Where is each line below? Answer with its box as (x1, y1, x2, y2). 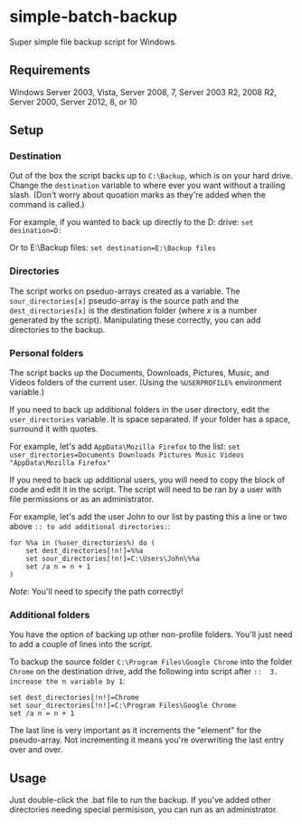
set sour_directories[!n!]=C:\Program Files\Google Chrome (9, 701, 237, 711)
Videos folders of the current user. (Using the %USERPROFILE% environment (9, 377, 282, 388)
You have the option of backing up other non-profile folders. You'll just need (9, 629, 293, 640)
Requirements (9, 63, 90, 78)
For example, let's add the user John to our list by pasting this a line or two (9, 511, 288, 522)
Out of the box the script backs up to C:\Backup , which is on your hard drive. (9, 170, 293, 181)
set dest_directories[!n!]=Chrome (9, 693, 140, 703)
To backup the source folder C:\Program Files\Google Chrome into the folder (9, 656, 293, 667)
